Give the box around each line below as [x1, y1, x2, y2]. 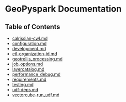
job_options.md [12, 61, 43, 67]
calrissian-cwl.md [12, 35, 48, 41]
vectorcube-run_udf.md [12, 92, 60, 98]
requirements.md [12, 76, 47, 82]
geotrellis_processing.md [12, 56, 63, 61]
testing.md [12, 82, 34, 87]
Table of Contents [5, 23, 61, 31]
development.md [12, 46, 46, 51]
